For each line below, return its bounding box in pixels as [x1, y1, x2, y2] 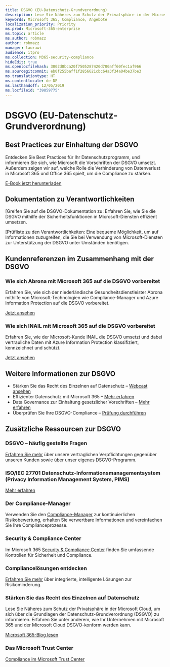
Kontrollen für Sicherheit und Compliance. [5, 552, 93, 558]
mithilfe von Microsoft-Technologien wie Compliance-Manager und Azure [5, 295, 158, 300]
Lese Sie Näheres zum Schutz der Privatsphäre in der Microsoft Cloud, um [5, 606, 160, 612]
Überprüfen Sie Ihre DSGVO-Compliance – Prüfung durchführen [12, 410, 146, 416]
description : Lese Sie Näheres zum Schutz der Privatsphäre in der [5, 12, 151, 17]
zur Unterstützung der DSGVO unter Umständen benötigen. [5, 240, 129, 246]
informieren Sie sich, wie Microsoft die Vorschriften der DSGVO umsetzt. [5, 160, 157, 166]
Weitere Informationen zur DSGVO [5, 369, 116, 378]
